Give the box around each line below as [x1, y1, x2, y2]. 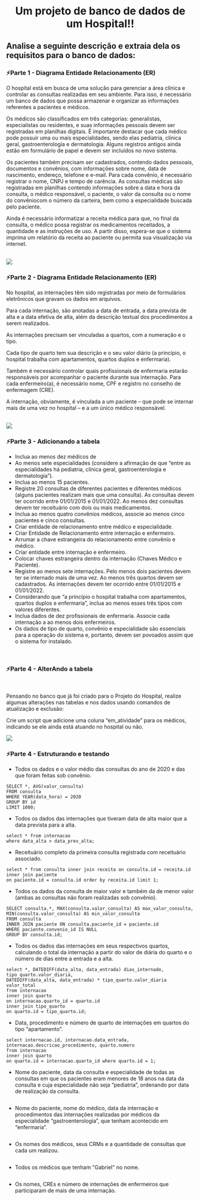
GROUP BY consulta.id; [6, 932, 63, 938]
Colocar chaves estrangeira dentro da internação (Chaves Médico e [14, 555, 182, 562]
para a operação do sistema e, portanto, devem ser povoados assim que [14, 631, 194, 639]
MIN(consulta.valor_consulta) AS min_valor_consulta [6, 911, 140, 917]
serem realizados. [6, 319, 50, 327]
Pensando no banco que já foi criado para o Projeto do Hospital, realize [6, 692, 181, 700]
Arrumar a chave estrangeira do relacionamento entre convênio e [14, 536, 176, 543]
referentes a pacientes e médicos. [6, 103, 90, 110]
